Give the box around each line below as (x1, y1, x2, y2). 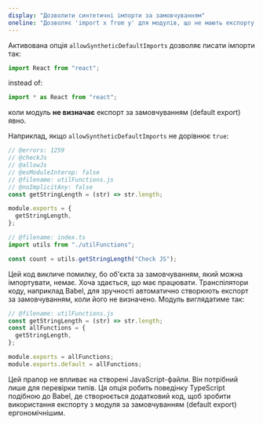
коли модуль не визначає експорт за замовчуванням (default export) (8, 108, 241, 117)
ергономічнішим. (8, 408, 66, 417)
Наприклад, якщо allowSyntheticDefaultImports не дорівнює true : (8, 131, 229, 141)
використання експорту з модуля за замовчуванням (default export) (8, 399, 237, 409)
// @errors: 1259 (8, 146, 65, 154)
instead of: (8, 78, 43, 87)
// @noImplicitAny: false (8, 183, 93, 191)
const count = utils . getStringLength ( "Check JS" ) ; (8, 255, 177, 263)
